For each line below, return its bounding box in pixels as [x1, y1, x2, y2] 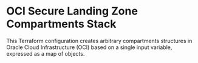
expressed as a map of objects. [6, 50, 85, 57]
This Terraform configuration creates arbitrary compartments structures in [6, 37, 193, 44]
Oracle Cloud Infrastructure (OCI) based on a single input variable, [6, 44, 172, 51]
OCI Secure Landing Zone [6, 4, 138, 18]
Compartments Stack [6, 17, 117, 31]
